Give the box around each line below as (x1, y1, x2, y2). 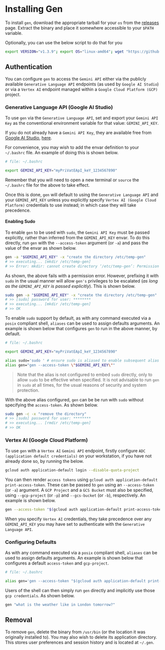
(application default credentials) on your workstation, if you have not (5, 453, 152, 459)
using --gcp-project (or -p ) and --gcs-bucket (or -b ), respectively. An (5, 492, 146, 498)
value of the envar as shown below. (5, 245, 77, 251)
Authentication (5, 63, 53, 71)
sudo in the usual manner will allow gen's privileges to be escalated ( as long (5, 278, 158, 283)
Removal (5, 616, 32, 624)
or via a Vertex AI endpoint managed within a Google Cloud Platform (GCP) (5, 86, 158, 92)
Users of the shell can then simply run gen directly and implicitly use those (5, 588, 155, 593)
